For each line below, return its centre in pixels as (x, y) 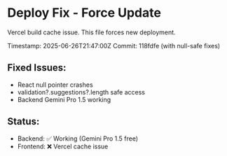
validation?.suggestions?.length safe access (81, 92)
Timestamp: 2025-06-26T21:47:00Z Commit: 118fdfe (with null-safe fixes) (114, 45)
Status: (23, 121)
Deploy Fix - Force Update (84, 13)
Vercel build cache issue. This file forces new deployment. (92, 32)
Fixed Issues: (37, 68)
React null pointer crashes (55, 85)
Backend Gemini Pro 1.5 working (64, 99)
